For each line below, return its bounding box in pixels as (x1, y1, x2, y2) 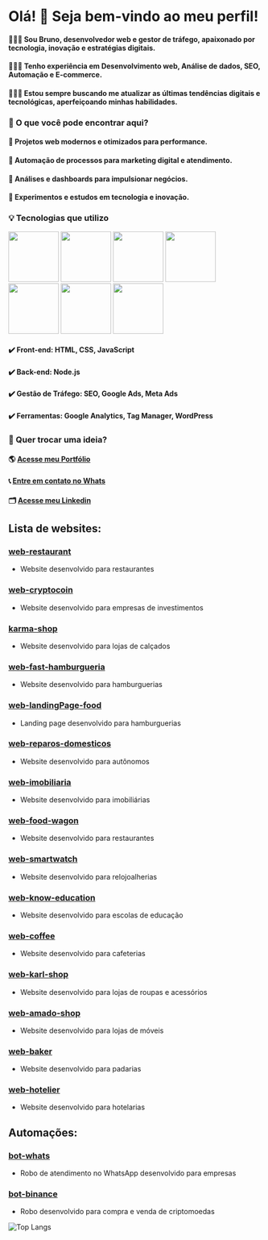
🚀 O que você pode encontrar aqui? (8, 117, 149, 128)
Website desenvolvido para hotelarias (19, 1102, 146, 1112)
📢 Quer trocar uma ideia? (8, 434, 107, 445)
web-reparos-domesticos (8, 738, 111, 749)
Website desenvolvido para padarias (19, 1064, 142, 1074)
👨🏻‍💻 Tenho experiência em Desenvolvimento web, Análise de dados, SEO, (8, 61, 261, 71)
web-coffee (8, 930, 56, 942)
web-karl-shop (8, 969, 69, 980)
